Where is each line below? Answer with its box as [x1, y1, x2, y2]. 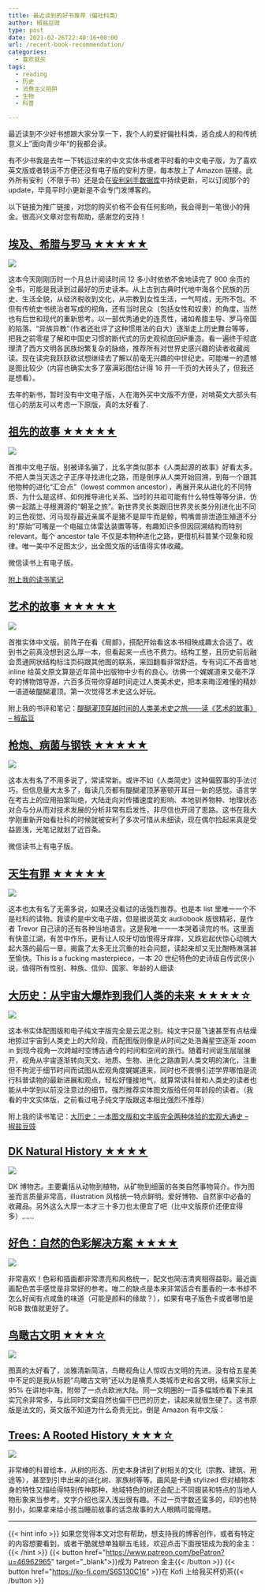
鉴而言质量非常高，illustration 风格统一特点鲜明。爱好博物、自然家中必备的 [8, 1191, 252, 1201]
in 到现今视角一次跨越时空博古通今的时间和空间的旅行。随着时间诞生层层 [8, 1046, 244, 1055]
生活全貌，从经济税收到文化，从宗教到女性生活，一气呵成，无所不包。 [21, 293, 250, 304]
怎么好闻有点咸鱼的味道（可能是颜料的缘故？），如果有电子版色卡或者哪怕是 [8, 1293, 254, 1302]
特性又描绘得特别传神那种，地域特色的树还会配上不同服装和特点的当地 [21, 1485, 250, 1495]
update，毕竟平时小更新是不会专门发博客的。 [8, 185, 155, 195]
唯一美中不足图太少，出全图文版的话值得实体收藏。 [21, 541, 188, 551]
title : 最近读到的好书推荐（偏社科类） [8, 11, 121, 20]
